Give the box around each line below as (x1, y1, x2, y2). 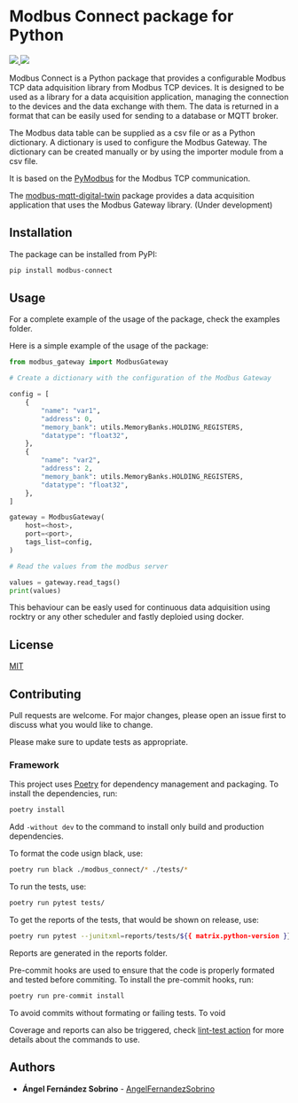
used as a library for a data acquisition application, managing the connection (9, 91, 289, 102)
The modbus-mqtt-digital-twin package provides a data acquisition (9, 190, 255, 200)
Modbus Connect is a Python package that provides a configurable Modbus (9, 73, 286, 83)
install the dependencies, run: (9, 788, 118, 799)
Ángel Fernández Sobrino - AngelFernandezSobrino (21, 1083, 216, 1094)
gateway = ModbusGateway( (9, 512, 105, 522)
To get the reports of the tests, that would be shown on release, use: (9, 914, 260, 925)
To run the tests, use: (9, 881, 87, 892)
